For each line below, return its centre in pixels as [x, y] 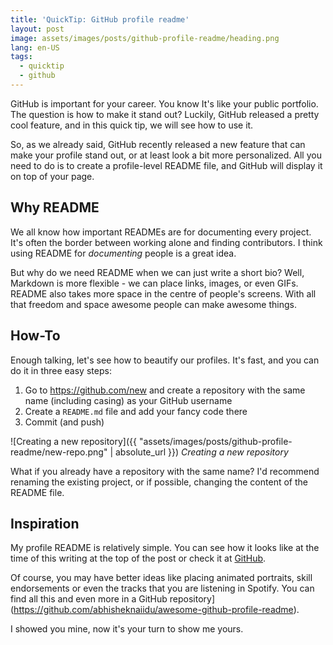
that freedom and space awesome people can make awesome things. [153, 304]
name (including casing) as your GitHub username [128, 400]
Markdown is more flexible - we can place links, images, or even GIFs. [154, 283]
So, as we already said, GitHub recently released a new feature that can [158, 144]
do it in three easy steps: [61, 370]
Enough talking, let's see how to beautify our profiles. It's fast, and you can [165, 360]
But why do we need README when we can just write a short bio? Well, [157, 272]
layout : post [37, 29]
